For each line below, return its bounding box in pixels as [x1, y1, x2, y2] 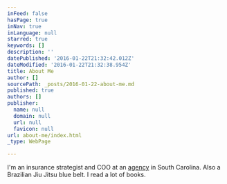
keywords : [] [7, 42, 45, 49]
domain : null [13, 112, 51, 119]
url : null [13, 119, 42, 126]
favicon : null [13, 125, 54, 132]
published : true [7, 87, 54, 94]
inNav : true [7, 23, 42, 30]
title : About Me [7, 68, 54, 74]
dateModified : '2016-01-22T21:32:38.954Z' [7, 61, 131, 68]
